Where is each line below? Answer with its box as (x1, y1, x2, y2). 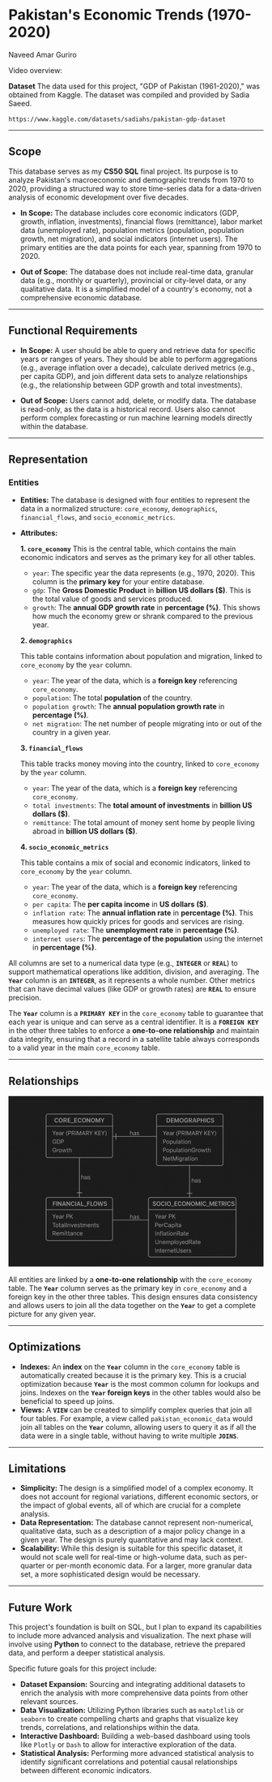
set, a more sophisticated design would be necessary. (19, 1569, 201, 1579)
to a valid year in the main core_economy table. (8, 1043, 160, 1052)
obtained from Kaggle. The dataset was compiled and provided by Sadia (8, 89, 249, 99)
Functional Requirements (8, 324, 138, 338)
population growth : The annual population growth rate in (32, 702, 225, 712)
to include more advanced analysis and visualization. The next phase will (8, 1631, 252, 1641)
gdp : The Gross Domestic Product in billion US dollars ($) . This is (32, 586, 252, 596)
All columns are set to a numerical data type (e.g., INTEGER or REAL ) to (8, 958, 239, 968)
